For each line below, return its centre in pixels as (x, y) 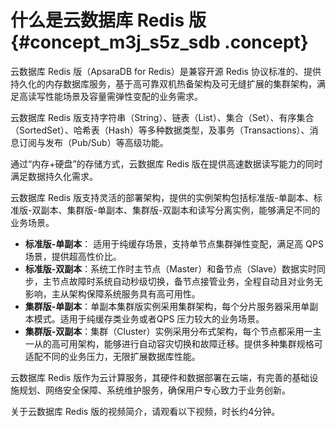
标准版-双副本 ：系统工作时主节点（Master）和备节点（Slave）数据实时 (170, 268)
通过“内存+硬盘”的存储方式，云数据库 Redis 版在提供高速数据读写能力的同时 (166, 163)
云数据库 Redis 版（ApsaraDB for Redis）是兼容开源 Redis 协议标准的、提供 (166, 71)
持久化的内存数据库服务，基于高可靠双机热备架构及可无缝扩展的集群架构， (163, 83)
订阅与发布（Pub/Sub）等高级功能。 (93, 142)
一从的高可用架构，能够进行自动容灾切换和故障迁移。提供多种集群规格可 (173, 343)
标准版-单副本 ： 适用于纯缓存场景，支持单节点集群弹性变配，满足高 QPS (174, 243)
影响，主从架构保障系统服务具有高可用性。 (112, 293)
